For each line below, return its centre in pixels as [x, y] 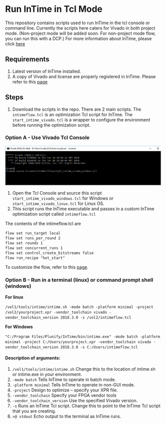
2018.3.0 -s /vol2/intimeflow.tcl [96, 317]
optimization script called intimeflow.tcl [54, 214]
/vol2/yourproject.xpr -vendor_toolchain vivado [56, 312]
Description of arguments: [33, 358]
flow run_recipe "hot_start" [35, 258]
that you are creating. [34, 411]
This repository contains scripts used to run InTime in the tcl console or [78, 23]
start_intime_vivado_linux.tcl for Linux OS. [58, 204]
